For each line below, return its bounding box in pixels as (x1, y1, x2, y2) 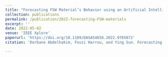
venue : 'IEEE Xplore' (5, 30, 50, 35)
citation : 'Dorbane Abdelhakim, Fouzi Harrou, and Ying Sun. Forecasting (5, 40, 162, 45)
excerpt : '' (5, 21, 30, 26)
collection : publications (5, 12, 59, 17)
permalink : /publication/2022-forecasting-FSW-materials (5, 16, 126, 21)
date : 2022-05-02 (5, 26, 41, 31)
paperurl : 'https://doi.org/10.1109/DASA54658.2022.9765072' (5, 35, 135, 40)
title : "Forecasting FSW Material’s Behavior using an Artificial (5, 7, 146, 12)
